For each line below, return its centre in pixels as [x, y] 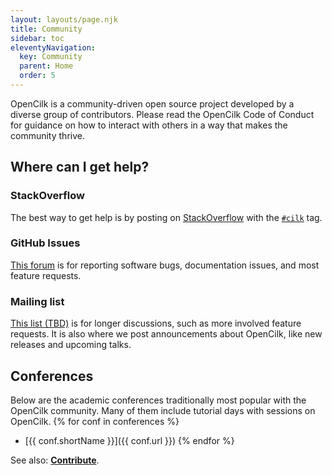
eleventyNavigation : [53, 47]
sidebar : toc [37, 38]
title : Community [46, 29]
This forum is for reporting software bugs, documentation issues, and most [165, 265]
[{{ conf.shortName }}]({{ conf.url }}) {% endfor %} [129, 440]
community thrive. [47, 135]
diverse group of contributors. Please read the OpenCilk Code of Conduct [162, 114]
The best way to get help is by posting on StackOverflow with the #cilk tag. [166, 217]
